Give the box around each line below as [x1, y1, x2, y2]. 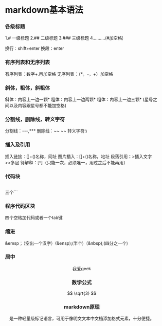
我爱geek [72, 265, 91, 271]
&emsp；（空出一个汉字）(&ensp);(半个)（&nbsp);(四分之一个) [5, 240, 128, 246]
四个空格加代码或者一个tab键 [5, 215, 63, 220]
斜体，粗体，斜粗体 [5, 84, 50, 91]
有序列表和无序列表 [5, 59, 50, 66]
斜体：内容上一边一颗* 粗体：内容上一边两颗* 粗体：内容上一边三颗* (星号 [5, 96, 153, 103]
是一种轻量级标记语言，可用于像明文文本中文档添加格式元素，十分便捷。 [9, 316, 154, 322]
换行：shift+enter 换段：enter [5, 45, 64, 51]
